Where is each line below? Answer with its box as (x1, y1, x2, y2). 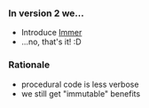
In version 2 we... (8, 7, 85, 19)
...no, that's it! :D (20, 36, 82, 47)
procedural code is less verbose (20, 79, 139, 89)
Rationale (8, 58, 51, 71)
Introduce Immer (20, 27, 82, 38)
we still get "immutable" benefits (20, 88, 141, 99)
